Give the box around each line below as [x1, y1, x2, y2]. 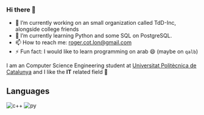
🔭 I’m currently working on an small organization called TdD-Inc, [15, 19, 177, 27]
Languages [6, 86, 50, 96]
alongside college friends [15, 25, 79, 33]
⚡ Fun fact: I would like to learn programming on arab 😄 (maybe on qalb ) [15, 48, 199, 55]
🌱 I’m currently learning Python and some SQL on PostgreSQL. [15, 32, 172, 39]
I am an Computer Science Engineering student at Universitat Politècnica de [6, 62, 197, 69]
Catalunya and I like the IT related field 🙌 [6, 68, 108, 76]
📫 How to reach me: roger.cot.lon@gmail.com [15, 39, 132, 46]
